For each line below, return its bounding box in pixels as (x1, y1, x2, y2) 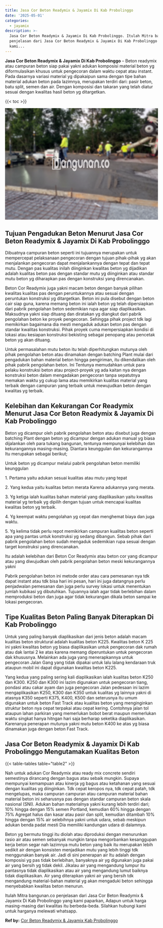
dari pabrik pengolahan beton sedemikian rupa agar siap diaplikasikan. (5, 306, 147, 312)
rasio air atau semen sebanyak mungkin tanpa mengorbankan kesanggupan (5, 836, 157, 842)
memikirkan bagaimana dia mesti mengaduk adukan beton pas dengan (5, 322, 147, 328)
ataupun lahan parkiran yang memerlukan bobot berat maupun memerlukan (5, 710, 157, 716)
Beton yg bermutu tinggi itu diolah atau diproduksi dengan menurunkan (5, 831, 147, 837)
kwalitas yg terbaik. (5, 388, 44, 394)
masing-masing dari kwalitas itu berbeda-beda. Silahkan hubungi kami (5, 903, 147, 909)
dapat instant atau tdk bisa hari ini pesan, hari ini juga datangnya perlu (5, 578, 146, 584)
